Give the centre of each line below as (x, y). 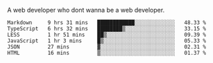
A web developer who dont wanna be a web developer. (86, 10)
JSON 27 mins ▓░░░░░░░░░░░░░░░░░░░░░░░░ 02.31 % (107, 47)
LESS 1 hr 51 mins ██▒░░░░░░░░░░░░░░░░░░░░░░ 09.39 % (107, 35)
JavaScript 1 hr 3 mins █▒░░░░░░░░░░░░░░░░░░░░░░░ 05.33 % (107, 41)
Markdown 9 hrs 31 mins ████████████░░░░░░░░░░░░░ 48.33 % (107, 23)
